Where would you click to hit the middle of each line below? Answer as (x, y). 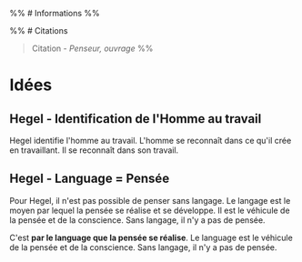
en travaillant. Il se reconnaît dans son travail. (94, 150)
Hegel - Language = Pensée (90, 179)
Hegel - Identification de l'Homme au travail (136, 119)
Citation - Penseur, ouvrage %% (92, 48)
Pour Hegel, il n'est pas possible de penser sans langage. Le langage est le (150, 200)
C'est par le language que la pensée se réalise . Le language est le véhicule (151, 237)
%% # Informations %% (55, 13)
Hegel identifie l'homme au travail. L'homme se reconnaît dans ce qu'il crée (151, 141)
